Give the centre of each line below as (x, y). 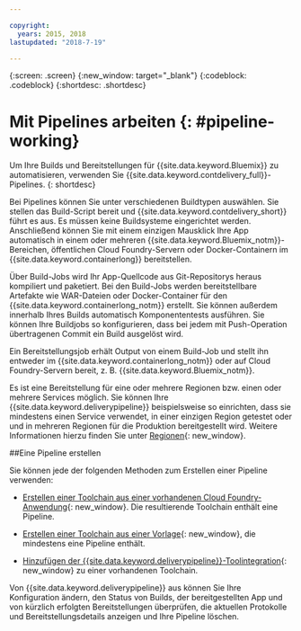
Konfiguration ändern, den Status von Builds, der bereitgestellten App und (146, 598)
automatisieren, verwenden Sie (66, 175)
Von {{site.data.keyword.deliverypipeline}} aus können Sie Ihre (125, 588)
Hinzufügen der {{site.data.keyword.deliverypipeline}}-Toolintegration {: (155, 561)
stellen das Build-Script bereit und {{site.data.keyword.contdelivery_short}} (148, 211)
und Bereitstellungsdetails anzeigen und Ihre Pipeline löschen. (124, 617)
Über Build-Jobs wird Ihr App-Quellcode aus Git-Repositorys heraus (136, 277)
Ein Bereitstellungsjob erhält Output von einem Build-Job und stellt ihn (139, 351)
